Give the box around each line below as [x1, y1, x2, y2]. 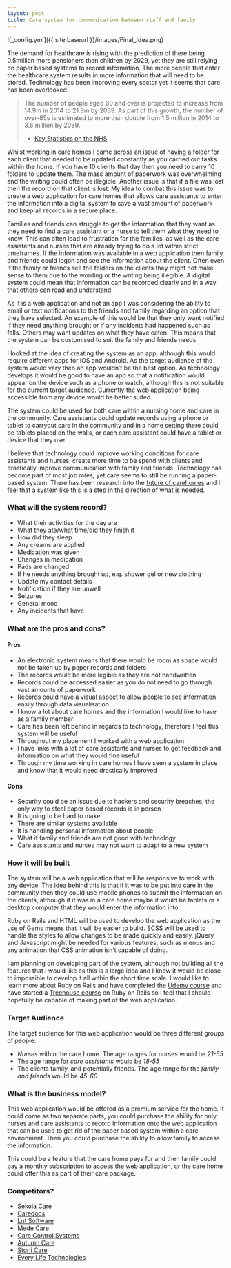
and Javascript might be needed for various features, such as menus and [7, 939, 216, 947]
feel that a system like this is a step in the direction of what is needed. [7, 486, 205, 494]
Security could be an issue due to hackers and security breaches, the [17, 798, 215, 806]
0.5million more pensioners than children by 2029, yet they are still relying [7, 56, 218, 64]
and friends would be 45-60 [17, 1071, 98, 1080]
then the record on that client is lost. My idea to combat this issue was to [7, 184, 214, 192]
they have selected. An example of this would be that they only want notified [7, 313, 225, 321]
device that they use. [7, 435, 67, 444]
